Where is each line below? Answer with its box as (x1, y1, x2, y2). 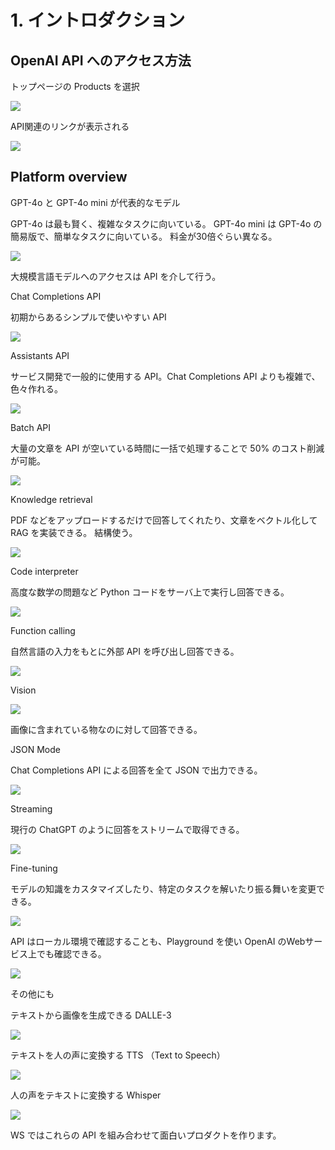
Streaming (10, 802, 53, 815)
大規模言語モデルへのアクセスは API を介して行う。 (10, 270, 222, 282)
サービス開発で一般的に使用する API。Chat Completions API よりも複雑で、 (10, 370, 321, 382)
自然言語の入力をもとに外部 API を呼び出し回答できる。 (10, 645, 240, 657)
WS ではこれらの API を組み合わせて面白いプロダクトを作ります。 (10, 1129, 282, 1141)
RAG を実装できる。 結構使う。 (10, 526, 138, 538)
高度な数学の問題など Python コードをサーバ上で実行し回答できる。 (10, 586, 290, 598)
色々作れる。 (10, 382, 63, 395)
